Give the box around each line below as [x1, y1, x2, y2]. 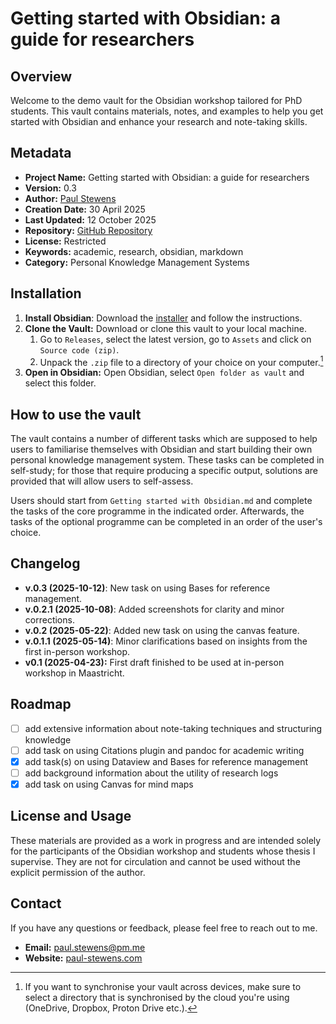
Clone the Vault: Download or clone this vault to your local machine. [24, 322, 307, 334]
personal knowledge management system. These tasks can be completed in [10, 454, 325, 466]
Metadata [10, 145, 72, 162]
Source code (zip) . [39, 343, 120, 356]
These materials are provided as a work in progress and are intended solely [10, 834, 322, 846]
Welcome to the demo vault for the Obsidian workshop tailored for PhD [10, 95, 303, 106]
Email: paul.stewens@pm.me [24, 941, 146, 953]
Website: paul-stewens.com [24, 952, 143, 964]
